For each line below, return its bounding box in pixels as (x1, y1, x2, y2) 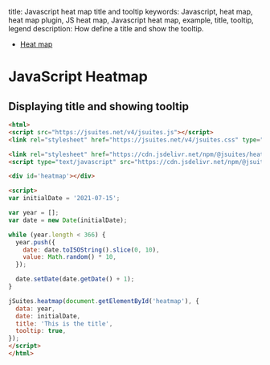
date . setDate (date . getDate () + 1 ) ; (15, 275, 135, 284)
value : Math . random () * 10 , (22, 253, 117, 261)
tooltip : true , (15, 327, 67, 335)
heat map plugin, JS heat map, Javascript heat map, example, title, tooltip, (8, 15, 254, 25)
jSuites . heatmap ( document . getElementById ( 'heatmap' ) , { (8, 297, 199, 305)
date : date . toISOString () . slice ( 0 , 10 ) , (22, 245, 160, 254)
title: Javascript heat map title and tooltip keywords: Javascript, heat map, (8, 7, 253, 16)
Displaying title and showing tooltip (8, 100, 189, 113)
